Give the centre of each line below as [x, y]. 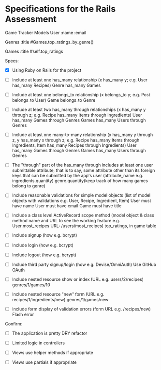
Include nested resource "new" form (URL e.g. [58, 294]
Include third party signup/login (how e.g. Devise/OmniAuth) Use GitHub [84, 264]
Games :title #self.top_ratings [34, 51]
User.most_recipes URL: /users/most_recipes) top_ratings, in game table [84, 226]
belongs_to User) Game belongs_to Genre [54, 100]
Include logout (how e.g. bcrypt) [44, 255]
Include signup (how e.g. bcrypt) [44, 235]
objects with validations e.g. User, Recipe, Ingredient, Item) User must [81, 201]
